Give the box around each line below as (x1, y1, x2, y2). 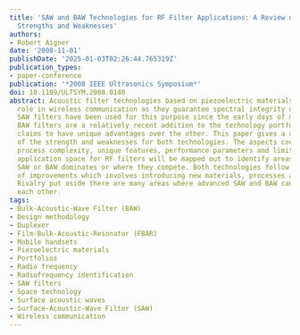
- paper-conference (9, 71, 82, 80)
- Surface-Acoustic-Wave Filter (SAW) (9, 304, 154, 313)
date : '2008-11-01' (9, 46, 82, 55)
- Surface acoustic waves (9, 296, 105, 305)
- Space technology (9, 287, 82, 296)
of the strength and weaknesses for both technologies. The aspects (17, 138, 278, 147)
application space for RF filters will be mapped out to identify (17, 154, 270, 163)
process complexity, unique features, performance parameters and (17, 146, 270, 155)
